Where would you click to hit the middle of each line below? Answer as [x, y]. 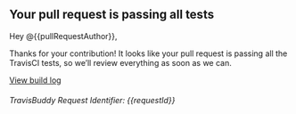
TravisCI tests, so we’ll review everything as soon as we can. [120, 62]
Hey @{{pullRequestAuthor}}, [63, 36]
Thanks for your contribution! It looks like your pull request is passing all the [148, 53]
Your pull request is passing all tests [112, 15]
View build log [35, 80]
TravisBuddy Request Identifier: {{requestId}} [92, 101]
